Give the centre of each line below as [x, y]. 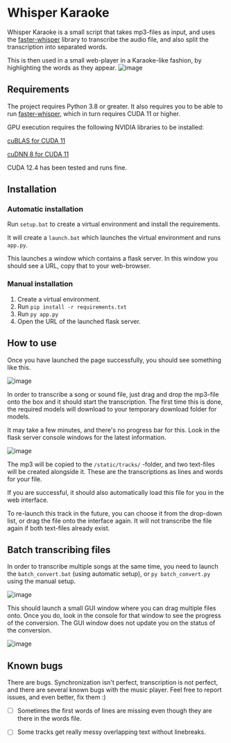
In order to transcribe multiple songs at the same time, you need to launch [113, 566]
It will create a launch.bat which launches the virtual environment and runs [114, 238]
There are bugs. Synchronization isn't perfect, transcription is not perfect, [113, 683]
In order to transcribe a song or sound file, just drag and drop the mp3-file [113, 394]
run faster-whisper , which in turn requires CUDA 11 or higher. [94, 113]
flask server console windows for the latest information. [87, 437]
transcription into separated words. [57, 47]
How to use [32, 343]
